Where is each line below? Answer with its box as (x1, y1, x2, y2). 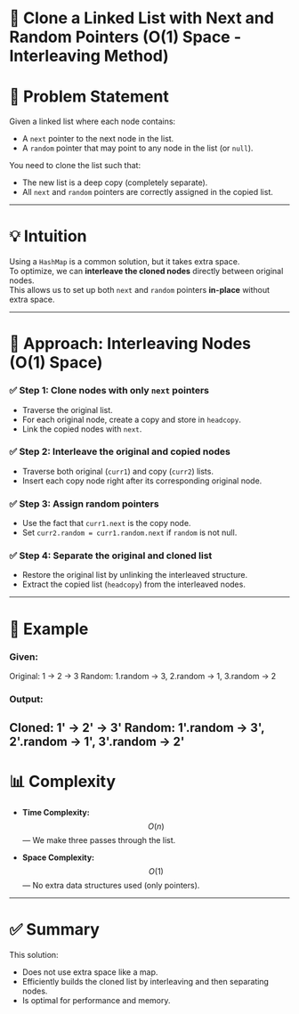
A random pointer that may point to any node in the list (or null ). (21, 142, 254, 154)
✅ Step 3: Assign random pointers (9, 498, 159, 510)
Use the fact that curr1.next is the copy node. (21, 518, 191, 529)
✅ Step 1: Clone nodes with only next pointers (9, 385, 209, 397)
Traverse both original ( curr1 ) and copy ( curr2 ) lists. (21, 466, 214, 476)
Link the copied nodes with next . (21, 423, 142, 434)
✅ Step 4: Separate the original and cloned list (9, 549, 213, 562)
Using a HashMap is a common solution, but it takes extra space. (9, 256, 240, 267)
